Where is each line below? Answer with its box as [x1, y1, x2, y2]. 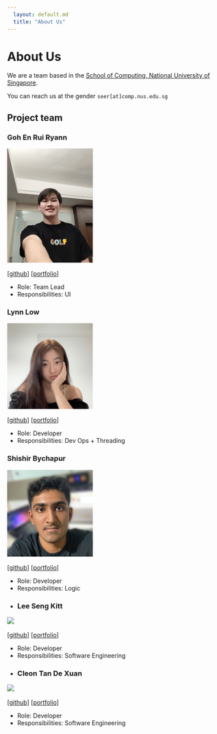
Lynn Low [7, 308, 40, 317]
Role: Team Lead [16, 283, 65, 291]
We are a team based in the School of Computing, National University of [7, 71, 210, 80]
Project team [7, 112, 63, 124]
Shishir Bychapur [7, 454, 66, 463]
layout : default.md [13, 11, 69, 18]
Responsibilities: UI [16, 290, 71, 299]
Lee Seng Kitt [16, 601, 63, 610]
